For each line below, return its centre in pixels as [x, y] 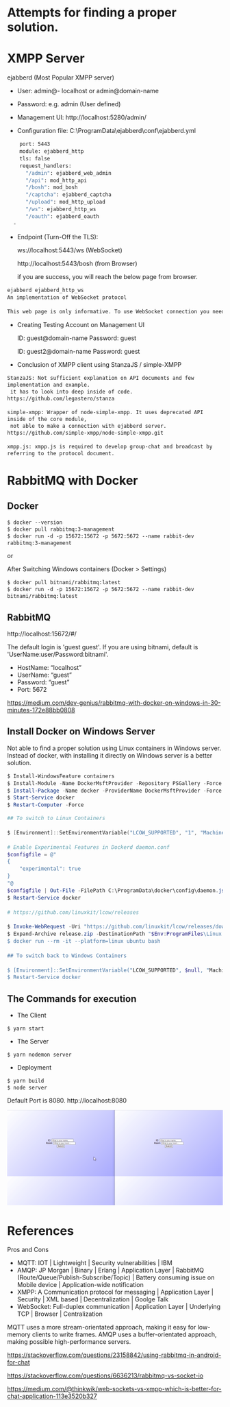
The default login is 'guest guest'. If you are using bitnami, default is [103, 647]
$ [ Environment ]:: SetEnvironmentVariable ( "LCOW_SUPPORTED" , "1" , [102, 832]
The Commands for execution [72, 999]
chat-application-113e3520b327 [52, 1396]
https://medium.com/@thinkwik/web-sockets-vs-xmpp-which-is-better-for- [114, 1389]
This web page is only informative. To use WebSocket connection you [108, 312]
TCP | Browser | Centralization [60, 1314]
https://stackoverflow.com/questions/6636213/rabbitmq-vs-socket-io [105, 1375]
